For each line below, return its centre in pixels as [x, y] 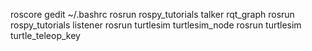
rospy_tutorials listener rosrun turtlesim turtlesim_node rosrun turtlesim [156, 25]
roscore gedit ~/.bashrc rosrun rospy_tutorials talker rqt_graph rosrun [152, 14]
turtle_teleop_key [45, 35]
